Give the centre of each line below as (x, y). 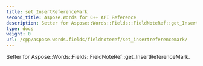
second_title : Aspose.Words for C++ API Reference (71, 17)
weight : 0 (19, 34)
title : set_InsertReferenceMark (47, 12)
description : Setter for (37, 23)
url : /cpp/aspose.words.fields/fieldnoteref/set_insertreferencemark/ (97, 40)
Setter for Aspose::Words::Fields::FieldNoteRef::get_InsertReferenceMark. (98, 57)
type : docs (20, 28)
